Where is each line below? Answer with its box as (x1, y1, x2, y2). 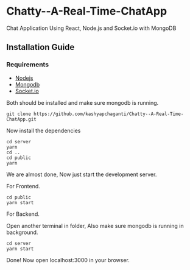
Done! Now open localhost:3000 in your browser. (6, 256, 130, 263)
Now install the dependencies (6, 127, 81, 134)
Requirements (6, 60, 49, 69)
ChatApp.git (6, 116, 37, 123)
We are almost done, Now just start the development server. (6, 171, 157, 178)
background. (6, 229, 38, 236)
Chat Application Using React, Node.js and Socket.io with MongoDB (6, 24, 177, 32)
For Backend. (6, 210, 40, 218)
